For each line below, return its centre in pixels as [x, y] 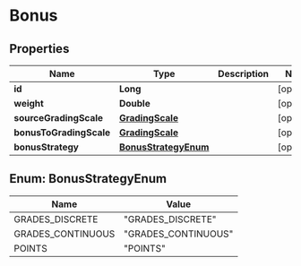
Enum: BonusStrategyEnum [88, 179]
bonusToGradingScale [62, 133]
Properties [39, 49]
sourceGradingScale [59, 118]
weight [29, 103]
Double [135, 103]
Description [244, 74]
